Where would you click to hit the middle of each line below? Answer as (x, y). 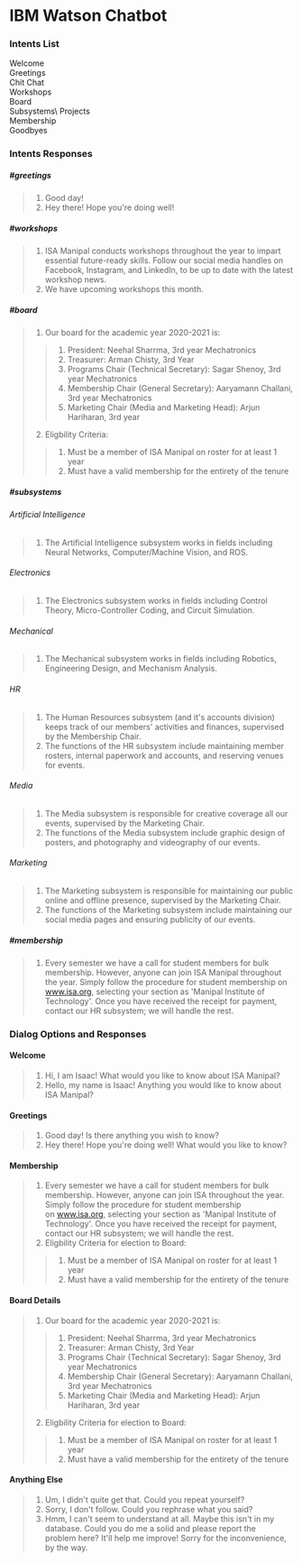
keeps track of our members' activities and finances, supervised (165, 726)
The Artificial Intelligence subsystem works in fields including (159, 543)
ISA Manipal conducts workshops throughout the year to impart (163, 251)
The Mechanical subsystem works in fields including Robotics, (161, 659)
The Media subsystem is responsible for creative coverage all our (166, 813)
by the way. (66, 1548)
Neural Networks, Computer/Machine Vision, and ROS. (146, 552)
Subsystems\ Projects (50, 111)
